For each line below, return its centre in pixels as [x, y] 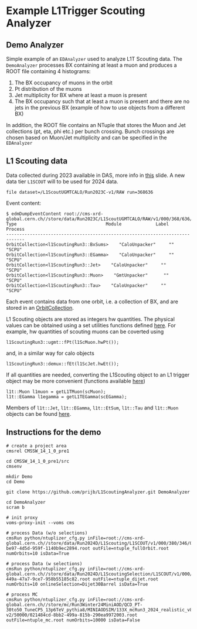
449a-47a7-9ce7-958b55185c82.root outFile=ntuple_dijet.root [82, 579]
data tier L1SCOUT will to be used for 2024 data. [62, 181]
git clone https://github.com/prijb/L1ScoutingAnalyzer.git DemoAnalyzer [98, 492]
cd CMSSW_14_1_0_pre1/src [38, 461]
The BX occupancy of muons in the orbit [63, 83]
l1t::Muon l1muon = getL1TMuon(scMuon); [56, 392]
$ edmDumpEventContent [34, 214]
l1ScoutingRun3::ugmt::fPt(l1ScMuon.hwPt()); [62, 342]
